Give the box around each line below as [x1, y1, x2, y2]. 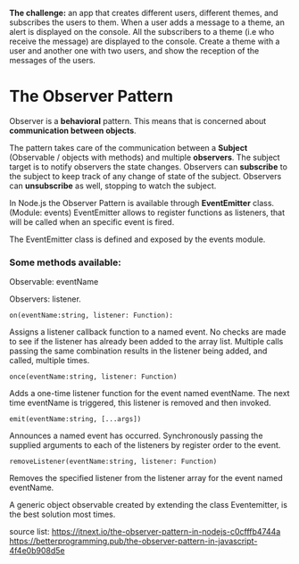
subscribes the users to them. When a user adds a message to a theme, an [9, 17, 286, 28]
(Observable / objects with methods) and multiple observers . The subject [9, 152, 280, 162]
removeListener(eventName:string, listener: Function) [9, 457, 218, 467]
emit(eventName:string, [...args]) [9, 415, 142, 424]
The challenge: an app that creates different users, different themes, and [9, 8, 278, 18]
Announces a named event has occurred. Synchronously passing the [9, 430, 263, 441]
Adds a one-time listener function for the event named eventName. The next [9, 388, 290, 399]
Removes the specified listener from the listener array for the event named [9, 473, 283, 484]
